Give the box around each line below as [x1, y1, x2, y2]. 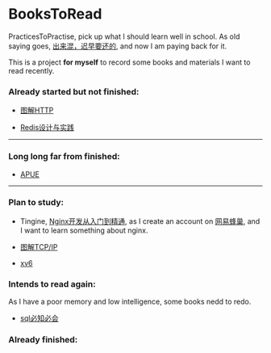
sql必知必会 [19, 313, 59, 323]
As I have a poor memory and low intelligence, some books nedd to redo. [8, 296, 252, 307]
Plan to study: [8, 197, 65, 208]
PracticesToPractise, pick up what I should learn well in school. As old [8, 32, 240, 41]
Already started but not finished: [8, 86, 140, 97]
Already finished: [8, 334, 78, 346]
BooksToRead [8, 5, 102, 23]
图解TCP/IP [19, 242, 58, 251]
